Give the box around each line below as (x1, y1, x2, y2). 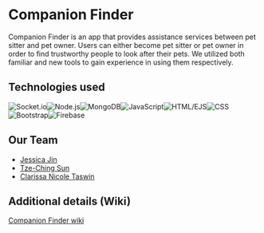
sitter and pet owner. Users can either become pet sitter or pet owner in (8, 40, 244, 49)
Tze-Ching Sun (19, 163, 70, 172)
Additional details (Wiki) (8, 194, 132, 208)
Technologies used (8, 81, 105, 94)
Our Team (8, 133, 58, 147)
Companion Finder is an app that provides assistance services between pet (8, 32, 257, 41)
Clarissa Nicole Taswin (19, 172, 95, 181)
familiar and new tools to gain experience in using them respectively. (8, 57, 234, 67)
